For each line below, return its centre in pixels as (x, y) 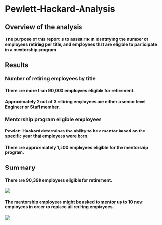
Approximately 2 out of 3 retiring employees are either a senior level (75, 101)
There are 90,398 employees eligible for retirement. (59, 180)
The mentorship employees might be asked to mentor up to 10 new (74, 202)
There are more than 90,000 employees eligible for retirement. (70, 91)
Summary (20, 168)
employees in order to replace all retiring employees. (60, 207)
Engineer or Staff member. (32, 107)
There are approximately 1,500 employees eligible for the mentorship (77, 147)
